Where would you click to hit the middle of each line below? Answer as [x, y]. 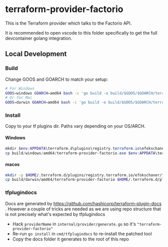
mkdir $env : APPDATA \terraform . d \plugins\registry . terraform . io [72, 148]
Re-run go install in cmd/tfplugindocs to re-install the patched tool [82, 233]
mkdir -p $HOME [21, 175]
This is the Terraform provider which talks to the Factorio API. [68, 23]
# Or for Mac [19, 98]
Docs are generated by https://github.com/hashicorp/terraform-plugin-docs [83, 203]
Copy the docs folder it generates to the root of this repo [70, 239]
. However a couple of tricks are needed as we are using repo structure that [83, 209]
